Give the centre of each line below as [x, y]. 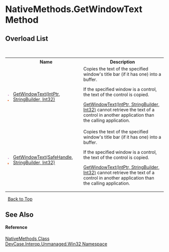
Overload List [27, 38]
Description [122, 62]
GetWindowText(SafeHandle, [43, 157]
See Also [19, 215]
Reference [16, 227]
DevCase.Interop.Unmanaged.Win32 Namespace [56, 244]
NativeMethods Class [27, 239]
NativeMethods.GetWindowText [74, 9]
